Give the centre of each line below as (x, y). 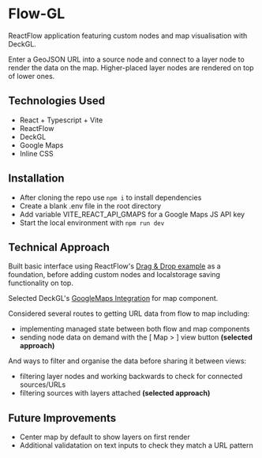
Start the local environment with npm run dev (92, 223)
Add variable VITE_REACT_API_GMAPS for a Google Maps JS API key (132, 214)
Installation (36, 178)
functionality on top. (41, 283)
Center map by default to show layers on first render (105, 437)
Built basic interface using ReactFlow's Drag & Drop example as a (114, 266)
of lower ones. (32, 76)
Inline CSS (36, 153)
